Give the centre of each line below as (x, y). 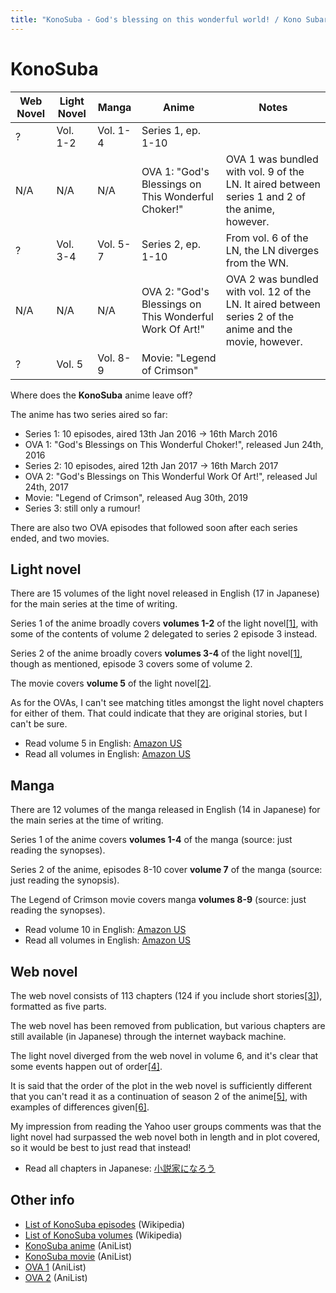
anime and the (259, 329)
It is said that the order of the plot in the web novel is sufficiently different (161, 1085)
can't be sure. (39, 724)
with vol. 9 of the (265, 171)
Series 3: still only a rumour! (82, 508)
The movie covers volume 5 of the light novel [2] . (111, 683)
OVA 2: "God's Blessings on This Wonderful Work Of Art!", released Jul (171, 476)
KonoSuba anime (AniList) (78, 1245)
